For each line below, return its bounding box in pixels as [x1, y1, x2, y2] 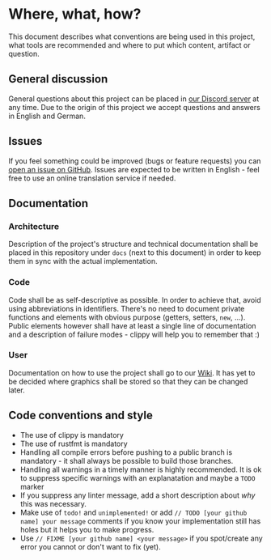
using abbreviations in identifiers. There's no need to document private [8, 303, 245, 313]
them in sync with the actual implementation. [8, 257, 158, 266]
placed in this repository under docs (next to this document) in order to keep [8, 248, 261, 257]
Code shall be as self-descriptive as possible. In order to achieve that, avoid [8, 295, 261, 304]
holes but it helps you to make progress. [19, 524, 155, 534]
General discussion [8, 72, 108, 86]
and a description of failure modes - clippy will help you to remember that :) [8, 329, 260, 339]
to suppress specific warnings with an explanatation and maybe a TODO [19, 473, 256, 482]
